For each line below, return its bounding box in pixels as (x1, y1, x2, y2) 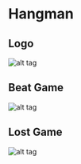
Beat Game (8, 81, 64, 94)
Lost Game (8, 126, 63, 139)
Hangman (8, 5, 74, 23)
